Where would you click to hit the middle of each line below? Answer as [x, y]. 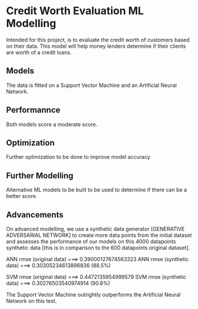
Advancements [35, 215]
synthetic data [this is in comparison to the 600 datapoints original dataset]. [98, 248]
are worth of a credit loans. [39, 52]
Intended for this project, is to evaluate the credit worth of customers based [98, 40]
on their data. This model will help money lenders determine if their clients [96, 46]
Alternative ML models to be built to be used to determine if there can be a [97, 190]
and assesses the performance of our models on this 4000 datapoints [91, 241]
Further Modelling [40, 175]
